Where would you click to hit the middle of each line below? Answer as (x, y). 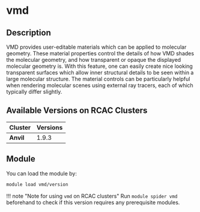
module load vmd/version (37, 184)
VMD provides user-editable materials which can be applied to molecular (96, 47)
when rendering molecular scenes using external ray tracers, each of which (100, 85)
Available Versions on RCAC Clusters (77, 111)
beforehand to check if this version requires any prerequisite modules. (93, 202)
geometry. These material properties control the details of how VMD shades (100, 53)
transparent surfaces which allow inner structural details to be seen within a (100, 72)
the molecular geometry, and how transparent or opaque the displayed (94, 60)
